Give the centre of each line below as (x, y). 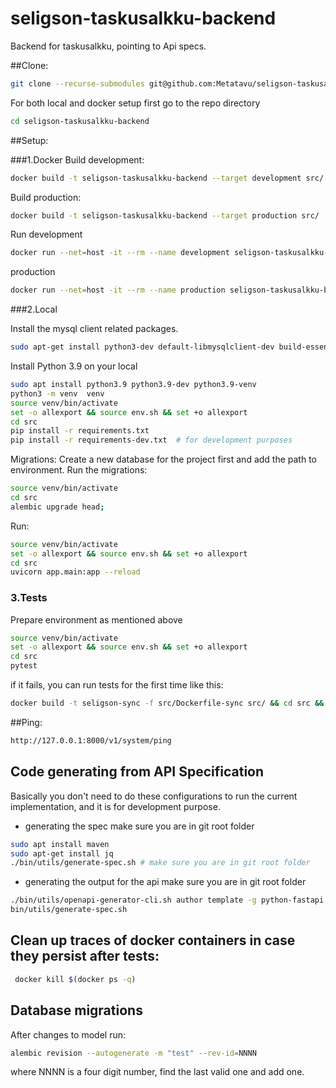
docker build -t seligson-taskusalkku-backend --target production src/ (165, 215)
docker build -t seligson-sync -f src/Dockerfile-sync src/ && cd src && (167, 703)
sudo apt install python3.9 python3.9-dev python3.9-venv (133, 385)
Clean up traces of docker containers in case (153, 940)
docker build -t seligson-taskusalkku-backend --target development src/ (167, 178)
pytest (24, 666)
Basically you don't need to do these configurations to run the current (154, 796)
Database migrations (76, 1010)
